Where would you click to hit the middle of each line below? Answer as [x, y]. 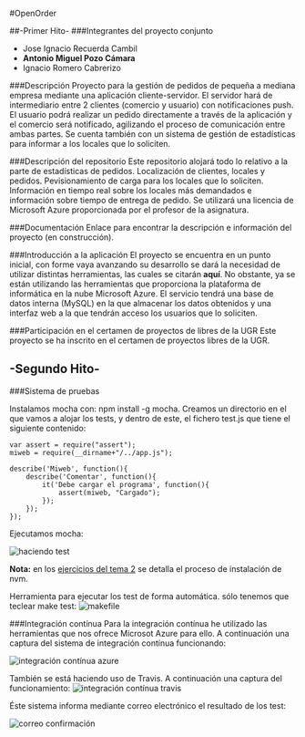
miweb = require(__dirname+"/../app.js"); [91, 452]
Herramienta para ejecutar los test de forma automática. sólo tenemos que [149, 596]
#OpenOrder [33, 13]
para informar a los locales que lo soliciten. [90, 144]
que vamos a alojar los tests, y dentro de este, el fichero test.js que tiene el [150, 418]
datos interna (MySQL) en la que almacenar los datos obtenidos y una [140, 303]
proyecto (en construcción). [61, 237]
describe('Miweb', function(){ [69, 469]
